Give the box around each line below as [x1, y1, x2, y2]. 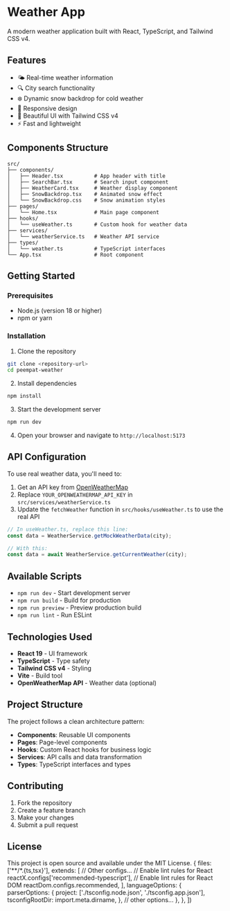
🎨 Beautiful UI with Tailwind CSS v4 [17, 112, 119, 120]
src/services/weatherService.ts [17, 499, 111, 506]
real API [17, 512, 40, 520]
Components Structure [7, 142, 109, 154]
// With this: [7, 545, 48, 551]
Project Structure [7, 699, 83, 711]
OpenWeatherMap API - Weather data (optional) [17, 678, 157, 687]
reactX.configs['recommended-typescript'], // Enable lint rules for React [7, 874, 213, 882]
